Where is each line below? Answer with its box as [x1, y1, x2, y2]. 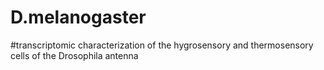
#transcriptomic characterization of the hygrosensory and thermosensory [10, 39, 314, 51]
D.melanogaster [10, 6, 147, 29]
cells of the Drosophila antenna [10, 49, 139, 61]
